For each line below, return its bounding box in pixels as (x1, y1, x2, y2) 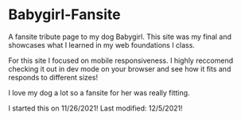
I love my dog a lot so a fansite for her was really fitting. (8, 87, 190, 97)
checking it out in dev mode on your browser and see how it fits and (8, 64, 231, 73)
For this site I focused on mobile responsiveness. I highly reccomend (8, 56, 234, 65)
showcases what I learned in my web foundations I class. (8, 40, 195, 49)
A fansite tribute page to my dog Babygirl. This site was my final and (8, 32, 232, 41)
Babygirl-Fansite (8, 6, 121, 24)
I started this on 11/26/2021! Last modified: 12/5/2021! (8, 103, 183, 113)
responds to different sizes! (8, 72, 98, 82)
